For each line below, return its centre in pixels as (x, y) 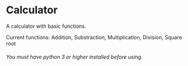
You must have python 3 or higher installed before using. (74, 57)
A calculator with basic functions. (46, 26)
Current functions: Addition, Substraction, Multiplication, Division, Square (94, 37)
